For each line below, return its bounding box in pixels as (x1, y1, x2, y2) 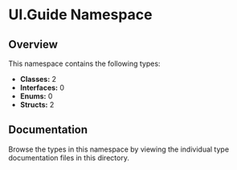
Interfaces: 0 (19, 83, 65, 92)
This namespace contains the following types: (8, 59, 161, 68)
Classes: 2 (19, 75, 57, 83)
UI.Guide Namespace (8, 6, 153, 24)
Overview (8, 38, 59, 51)
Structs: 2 (19, 100, 55, 109)
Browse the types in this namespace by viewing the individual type (8, 144, 230, 154)
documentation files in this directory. (8, 152, 130, 162)
